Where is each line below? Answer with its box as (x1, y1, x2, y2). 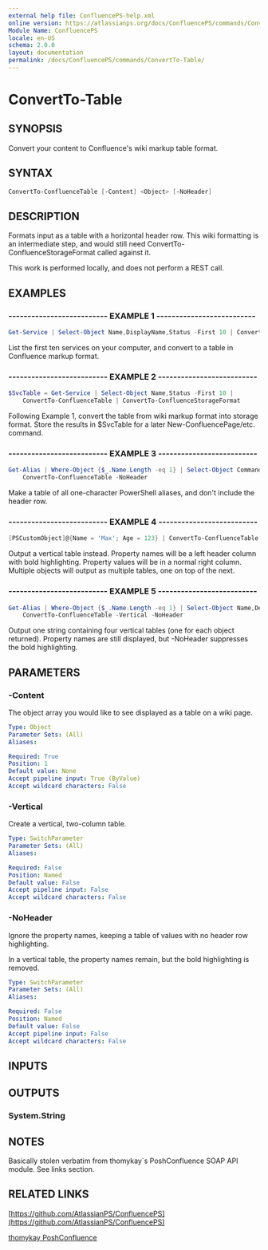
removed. (8, 963, 40, 972)
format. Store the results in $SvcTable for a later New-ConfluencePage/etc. (8, 420, 255, 429)
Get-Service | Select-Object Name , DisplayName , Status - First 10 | (8, 329, 234, 337)
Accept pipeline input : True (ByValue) (8, 775, 141, 783)
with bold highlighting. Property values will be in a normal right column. (8, 558, 242, 567)
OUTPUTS (8, 1086, 60, 1100)
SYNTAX (8, 167, 53, 180)
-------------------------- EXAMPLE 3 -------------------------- (8, 448, 258, 459)
